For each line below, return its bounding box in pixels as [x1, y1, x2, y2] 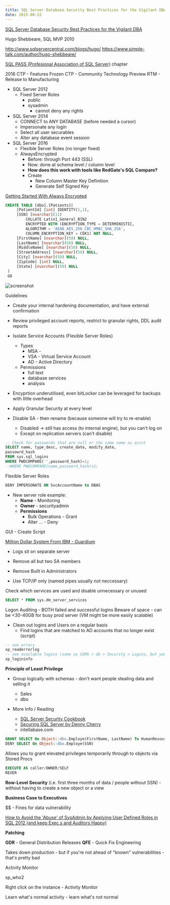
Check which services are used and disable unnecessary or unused [5, 587, 147, 594]
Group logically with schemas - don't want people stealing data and [12, 676, 154, 681]
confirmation [12, 307, 39, 314]
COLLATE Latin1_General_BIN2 [25, 217, 87, 222]
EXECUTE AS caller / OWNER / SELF [5, 765, 69, 771]
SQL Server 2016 [12, 140, 48, 146]
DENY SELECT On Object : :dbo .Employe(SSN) [5, 741, 94, 746]
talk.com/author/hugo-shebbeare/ [5, 51, 76, 57]
